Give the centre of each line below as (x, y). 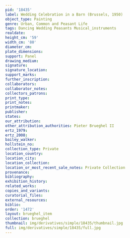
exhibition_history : (27, 182)
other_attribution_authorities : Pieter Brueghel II (60, 126)
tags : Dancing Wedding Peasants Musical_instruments (61, 28)
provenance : (17, 172)
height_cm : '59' (22, 38)
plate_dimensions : (24, 51)
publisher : (16, 112)
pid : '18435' (19, 10)
